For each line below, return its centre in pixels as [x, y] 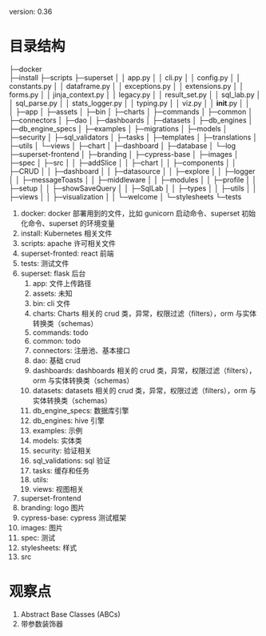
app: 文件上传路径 [62, 283]
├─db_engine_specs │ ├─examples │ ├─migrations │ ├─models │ [118, 128]
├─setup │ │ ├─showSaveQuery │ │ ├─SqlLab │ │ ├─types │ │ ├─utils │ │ [133, 188]
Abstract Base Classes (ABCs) [70, 614]
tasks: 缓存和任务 [61, 470]
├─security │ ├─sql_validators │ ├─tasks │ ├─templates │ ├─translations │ [133, 137]
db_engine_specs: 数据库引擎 [81, 410]
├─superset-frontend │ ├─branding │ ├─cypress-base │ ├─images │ [124, 154]
